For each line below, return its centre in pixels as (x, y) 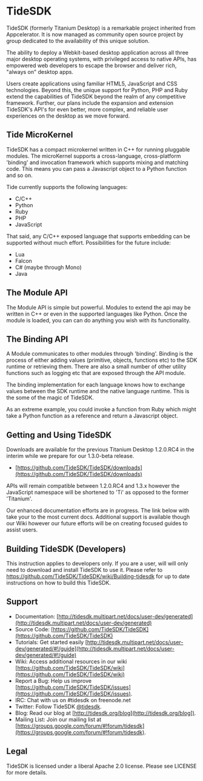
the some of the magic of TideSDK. (50, 397)
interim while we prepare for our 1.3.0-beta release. (70, 456)
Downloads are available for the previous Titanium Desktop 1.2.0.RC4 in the (100, 450)
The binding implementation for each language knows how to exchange (96, 385)
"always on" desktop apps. (40, 71)
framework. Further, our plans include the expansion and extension (90, 103)
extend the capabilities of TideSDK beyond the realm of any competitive (96, 96)
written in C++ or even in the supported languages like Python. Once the (97, 314)
